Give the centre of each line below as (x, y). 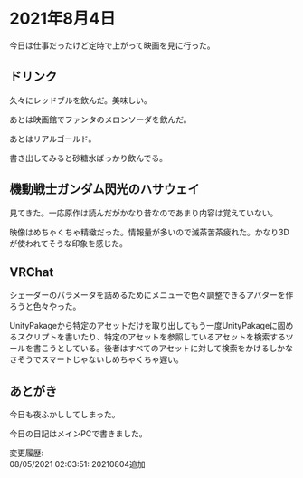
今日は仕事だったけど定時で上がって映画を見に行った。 (112, 45)
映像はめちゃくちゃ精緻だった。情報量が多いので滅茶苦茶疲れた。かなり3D (149, 232)
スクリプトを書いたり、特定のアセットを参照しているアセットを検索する (151, 337)
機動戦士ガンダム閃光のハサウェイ (104, 190)
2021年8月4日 (62, 19)
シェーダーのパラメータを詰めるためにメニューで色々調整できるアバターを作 (151, 295)
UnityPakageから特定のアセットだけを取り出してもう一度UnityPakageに (144, 326)
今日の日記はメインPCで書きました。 (78, 434)
